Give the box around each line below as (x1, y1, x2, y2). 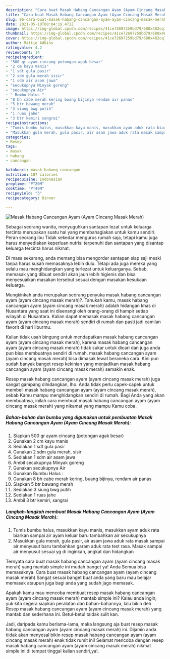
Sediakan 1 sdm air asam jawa (13, 454, 76, 460)
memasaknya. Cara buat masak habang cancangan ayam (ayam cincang (6, 569, 157, 575)
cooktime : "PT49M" (6, 186, 44, 191)
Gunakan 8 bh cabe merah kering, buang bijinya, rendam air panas (13, 476, 152, 482)
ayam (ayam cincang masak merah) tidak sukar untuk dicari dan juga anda (6, 344, 160, 351)
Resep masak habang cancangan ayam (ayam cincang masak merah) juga (6, 376, 160, 382)
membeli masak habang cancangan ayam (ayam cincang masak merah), (6, 386, 156, 393)
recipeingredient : (6, 54, 44, 60)
